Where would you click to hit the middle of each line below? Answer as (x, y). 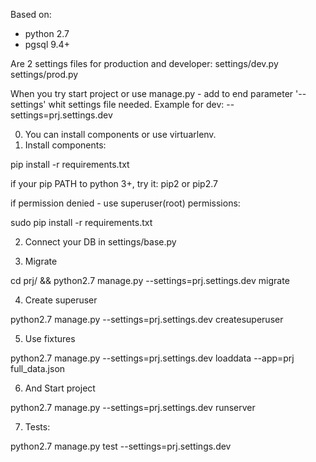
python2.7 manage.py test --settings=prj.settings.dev (121, 446)
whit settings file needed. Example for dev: (136, 104)
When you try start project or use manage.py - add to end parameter (152, 93)
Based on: (31, 14)
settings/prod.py (44, 74)
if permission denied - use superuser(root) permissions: (125, 203)
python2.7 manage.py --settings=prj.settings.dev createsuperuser (147, 319)
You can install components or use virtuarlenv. (120, 134)
